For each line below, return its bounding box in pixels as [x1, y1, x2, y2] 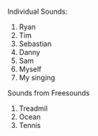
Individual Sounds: [7, 7, 68, 16]
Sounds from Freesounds [7, 88, 90, 98]
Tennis [18, 121, 41, 130]
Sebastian [18, 39, 52, 49]
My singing [18, 73, 56, 82]
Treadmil [18, 103, 48, 113]
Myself [18, 64, 42, 74]
